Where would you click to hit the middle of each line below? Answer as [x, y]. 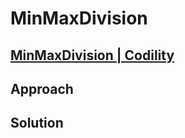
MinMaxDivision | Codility [92, 55]
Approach [42, 88]
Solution [37, 123]
